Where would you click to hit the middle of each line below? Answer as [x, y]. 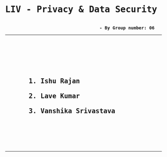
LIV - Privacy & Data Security [81, 9]
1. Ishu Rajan [54, 81]
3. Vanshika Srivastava [72, 111]
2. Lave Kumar [54, 96]
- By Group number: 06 [127, 28]
